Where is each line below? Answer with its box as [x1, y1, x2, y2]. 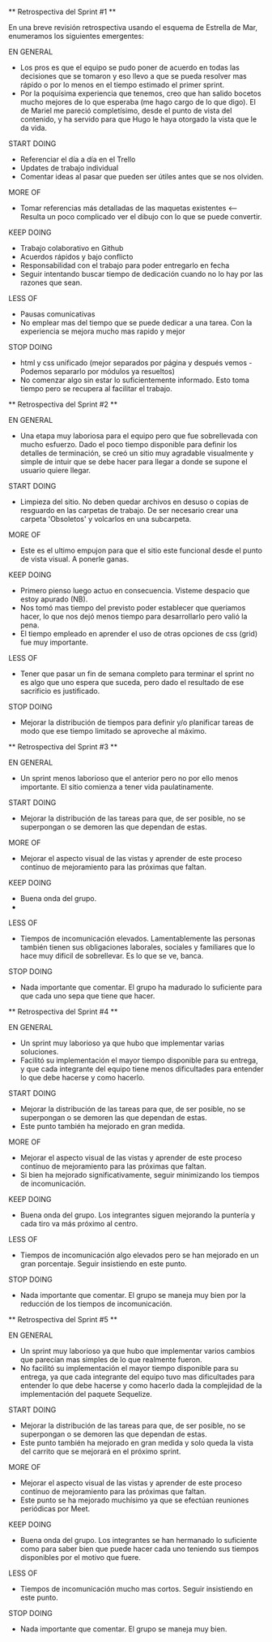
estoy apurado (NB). [19, 594, 88, 604]
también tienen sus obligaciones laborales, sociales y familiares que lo [19, 942, 255, 952]
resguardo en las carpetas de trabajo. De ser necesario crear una [19, 506, 239, 515]
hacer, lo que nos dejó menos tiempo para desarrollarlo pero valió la [19, 612, 248, 621]
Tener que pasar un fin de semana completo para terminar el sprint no [19, 669, 255, 679]
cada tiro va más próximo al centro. [19, 1219, 138, 1228]
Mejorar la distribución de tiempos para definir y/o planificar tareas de [19, 718, 254, 727]
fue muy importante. [19, 637, 89, 647]
